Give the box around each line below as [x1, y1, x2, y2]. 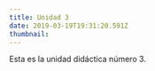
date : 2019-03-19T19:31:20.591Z [9, 21, 128, 30]
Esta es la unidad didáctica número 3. [9, 54, 146, 65]
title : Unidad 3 [9, 12, 69, 22]
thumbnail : [9, 29, 50, 38]
